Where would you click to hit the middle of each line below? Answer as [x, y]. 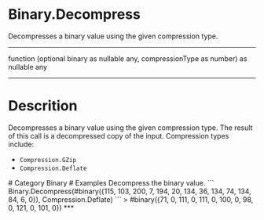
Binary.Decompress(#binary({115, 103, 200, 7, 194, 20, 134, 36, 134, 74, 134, [130, 191]
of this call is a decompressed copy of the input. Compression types [119, 135]
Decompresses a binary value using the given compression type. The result [130, 128]
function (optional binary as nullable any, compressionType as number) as [128, 58]
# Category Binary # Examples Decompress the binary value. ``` [111, 182]
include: [21, 144]
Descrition [43, 106]
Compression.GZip [48, 160]
